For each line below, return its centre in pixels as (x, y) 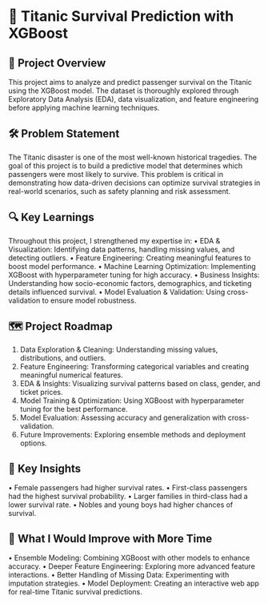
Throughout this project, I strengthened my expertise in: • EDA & (114, 240)
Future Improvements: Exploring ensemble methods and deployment (133, 435)
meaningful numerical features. (72, 375)
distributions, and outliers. (63, 358)
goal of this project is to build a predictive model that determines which (125, 165)
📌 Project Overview (57, 63)
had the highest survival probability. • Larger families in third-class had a (128, 497)
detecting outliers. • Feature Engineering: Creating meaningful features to (130, 258)
